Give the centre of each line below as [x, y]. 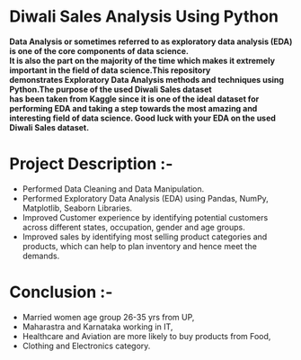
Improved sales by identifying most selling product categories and [145, 237]
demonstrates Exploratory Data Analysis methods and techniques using [147, 79]
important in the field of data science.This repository [110, 70]
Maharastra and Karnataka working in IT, [97, 327]
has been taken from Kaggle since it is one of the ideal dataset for [134, 99]
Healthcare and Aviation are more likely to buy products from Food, [146, 336]
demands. [41, 256]
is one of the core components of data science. [99, 50]
